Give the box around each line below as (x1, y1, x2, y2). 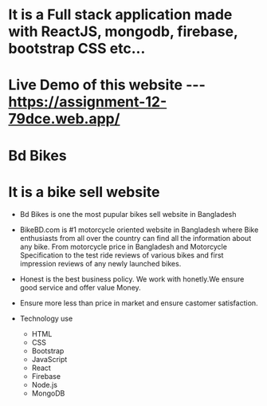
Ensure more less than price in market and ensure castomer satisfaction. (19, 298, 258, 308)
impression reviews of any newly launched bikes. (19, 258, 182, 268)
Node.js (31, 380, 58, 389)
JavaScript (31, 354, 68, 364)
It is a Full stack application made (8, 6, 233, 24)
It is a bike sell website (8, 183, 160, 201)
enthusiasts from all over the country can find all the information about (19, 233, 252, 242)
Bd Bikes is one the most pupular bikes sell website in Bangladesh (19, 209, 237, 219)
